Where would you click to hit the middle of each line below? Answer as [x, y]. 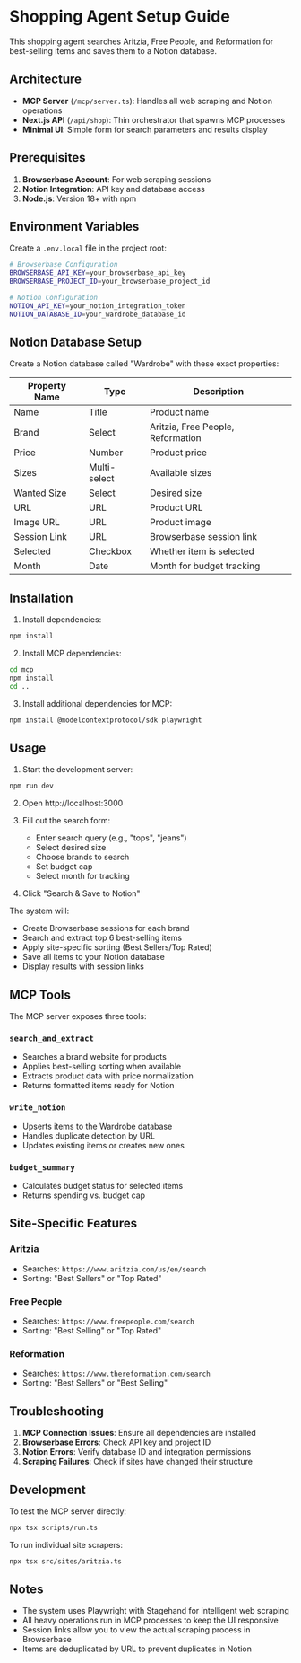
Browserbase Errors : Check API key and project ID [116, 1442]
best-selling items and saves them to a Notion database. [113, 50]
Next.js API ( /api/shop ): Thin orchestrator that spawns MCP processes [154, 119]
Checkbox [111, 551]
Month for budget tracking [205, 566]
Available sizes [181, 473]
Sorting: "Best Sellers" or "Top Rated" [92, 1278]
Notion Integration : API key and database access [114, 189]
